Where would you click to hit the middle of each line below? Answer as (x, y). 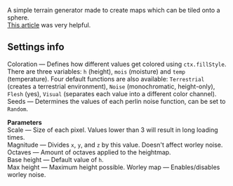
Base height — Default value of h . (55, 159)
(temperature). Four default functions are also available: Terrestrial (106, 79)
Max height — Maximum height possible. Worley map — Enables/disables (114, 167)
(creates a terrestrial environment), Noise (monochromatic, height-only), (111, 86)
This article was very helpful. (49, 25)
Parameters (25, 122)
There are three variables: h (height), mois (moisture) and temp (96, 71)
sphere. (18, 18)
